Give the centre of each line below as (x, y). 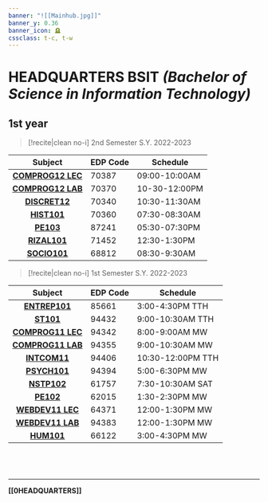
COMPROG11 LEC (47, 332)
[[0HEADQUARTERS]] (45, 491)
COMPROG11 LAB (47, 345)
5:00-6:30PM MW (172, 371)
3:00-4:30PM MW (172, 436)
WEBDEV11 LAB (47, 423)
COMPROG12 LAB (47, 189)
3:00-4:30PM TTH (173, 306)
